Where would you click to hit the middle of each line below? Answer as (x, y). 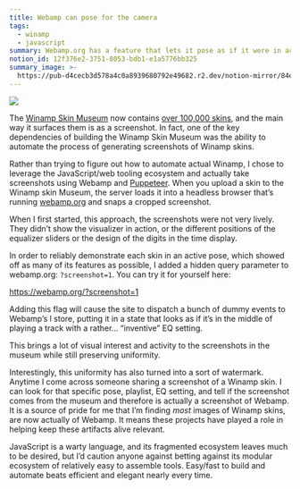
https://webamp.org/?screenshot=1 (74, 291)
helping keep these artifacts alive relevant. (87, 429)
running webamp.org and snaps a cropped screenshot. (110, 201)
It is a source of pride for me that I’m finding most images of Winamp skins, (147, 410)
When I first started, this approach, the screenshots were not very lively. (142, 219)
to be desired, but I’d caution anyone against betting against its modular (141, 456)
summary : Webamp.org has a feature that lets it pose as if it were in (145, 51)
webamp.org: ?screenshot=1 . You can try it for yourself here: (120, 274)
